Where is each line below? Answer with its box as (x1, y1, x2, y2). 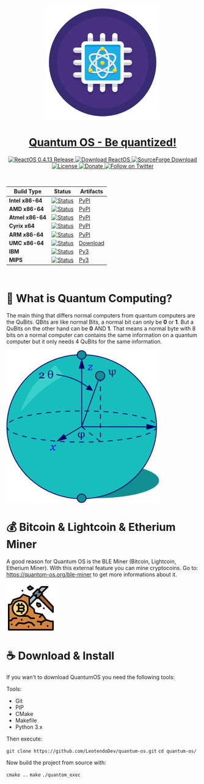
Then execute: (6, 735, 43, 742)
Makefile (15, 717, 37, 724)
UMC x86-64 (9, 239, 44, 246)
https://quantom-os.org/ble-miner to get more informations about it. (6, 571, 177, 578)
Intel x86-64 (9, 197, 43, 204)
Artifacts (80, 188, 104, 195)
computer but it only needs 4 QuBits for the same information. (6, 338, 162, 345)
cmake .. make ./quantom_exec (6, 772, 81, 778)
